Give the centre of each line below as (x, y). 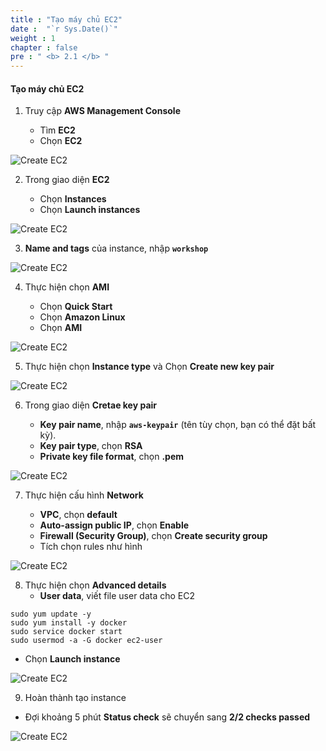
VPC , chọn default (78, 515)
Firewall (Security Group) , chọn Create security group (153, 536)
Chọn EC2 (61, 141)
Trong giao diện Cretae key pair (91, 405)
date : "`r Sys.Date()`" (64, 29)
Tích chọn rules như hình (91, 547)
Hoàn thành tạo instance (75, 698)
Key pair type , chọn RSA (91, 446)
